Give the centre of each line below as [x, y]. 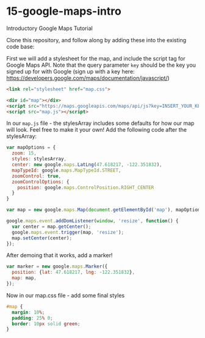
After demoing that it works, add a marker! [59, 255]
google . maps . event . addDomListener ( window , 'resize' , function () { [92, 221]
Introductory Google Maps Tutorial [49, 28]
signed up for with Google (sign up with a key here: [71, 71]
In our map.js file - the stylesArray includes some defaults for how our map [100, 123]
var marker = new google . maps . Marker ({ [57, 267]
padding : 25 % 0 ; [32, 318]
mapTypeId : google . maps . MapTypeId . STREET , [67, 170]
